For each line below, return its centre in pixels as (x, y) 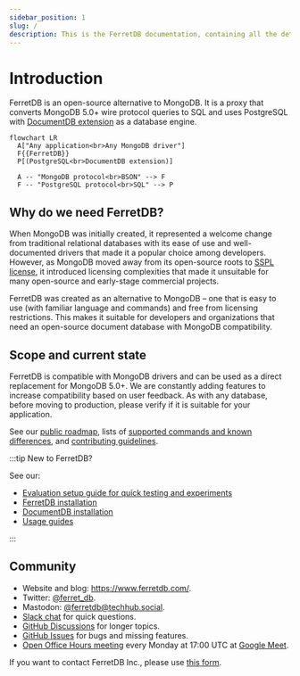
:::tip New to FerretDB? (51, 458)
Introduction (56, 78)
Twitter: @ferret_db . (59, 598)
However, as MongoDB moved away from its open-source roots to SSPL (142, 262)
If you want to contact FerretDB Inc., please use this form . (115, 662)
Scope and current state (78, 354)
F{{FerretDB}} (43, 154)
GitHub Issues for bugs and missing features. (105, 635)
